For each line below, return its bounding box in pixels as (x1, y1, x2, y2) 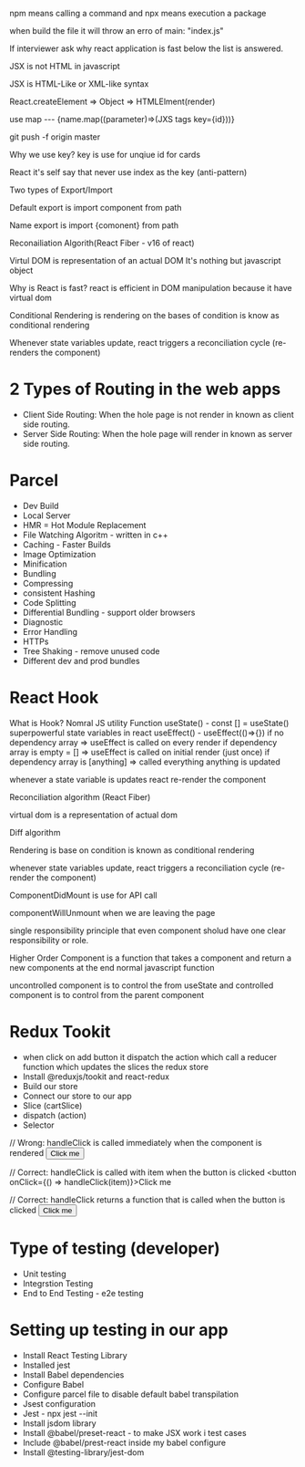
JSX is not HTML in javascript (9, 61, 120, 71)
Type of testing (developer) (9, 1238, 220, 1258)
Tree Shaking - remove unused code (22, 645, 161, 656)
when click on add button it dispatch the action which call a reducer (22, 1051, 278, 1062)
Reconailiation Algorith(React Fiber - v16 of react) (9, 237, 195, 248)
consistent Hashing (22, 588, 96, 598)
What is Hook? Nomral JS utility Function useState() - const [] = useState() (9, 717, 290, 728)
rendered (9, 1147, 44, 1158)
